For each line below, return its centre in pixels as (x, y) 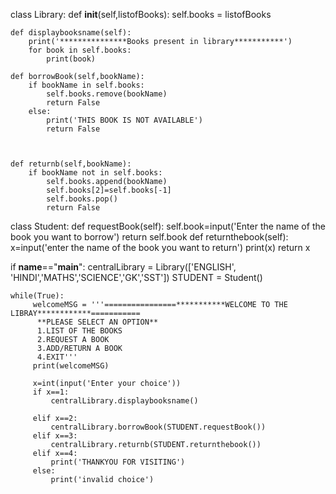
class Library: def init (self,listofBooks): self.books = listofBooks (141, 14)
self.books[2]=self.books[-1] (109, 190)
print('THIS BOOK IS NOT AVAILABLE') (124, 120)
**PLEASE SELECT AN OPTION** (97, 322)
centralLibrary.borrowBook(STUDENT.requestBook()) (158, 427)
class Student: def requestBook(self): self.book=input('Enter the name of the (168, 226)
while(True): (37, 296)
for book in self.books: (80, 50)
